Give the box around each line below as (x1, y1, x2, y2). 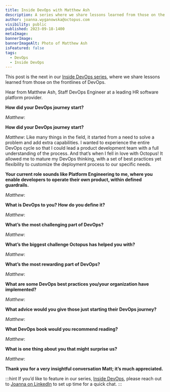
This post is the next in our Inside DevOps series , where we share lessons (5, 74, 160, 80)
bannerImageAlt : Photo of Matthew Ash (5, 41, 88, 46)
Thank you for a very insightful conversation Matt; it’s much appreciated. (5, 366, 163, 372)
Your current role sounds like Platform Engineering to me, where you (5, 171, 153, 177)
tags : (5, 50, 17, 55)
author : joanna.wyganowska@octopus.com (5, 17, 90, 22)
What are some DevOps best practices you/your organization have (5, 281, 149, 287)
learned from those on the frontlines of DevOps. (5, 79, 106, 85)
